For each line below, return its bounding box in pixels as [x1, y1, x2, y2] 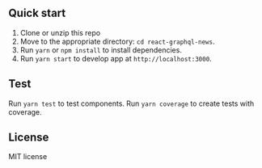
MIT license [8, 152, 48, 162]
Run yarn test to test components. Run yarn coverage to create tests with [8, 99, 255, 108]
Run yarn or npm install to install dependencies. [19, 44, 182, 55]
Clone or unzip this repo [19, 27, 101, 37]
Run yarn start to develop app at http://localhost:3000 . [19, 53, 212, 63]
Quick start [8, 6, 66, 20]
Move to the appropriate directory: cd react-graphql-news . [19, 36, 215, 46]
